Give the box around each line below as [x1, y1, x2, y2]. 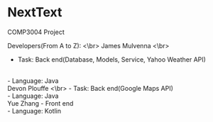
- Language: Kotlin [7, 106, 62, 115]
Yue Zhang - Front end [7, 99, 74, 107]
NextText [7, 4, 62, 21]
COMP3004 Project [7, 28, 65, 36]
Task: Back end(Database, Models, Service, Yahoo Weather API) [17, 55, 206, 64]
